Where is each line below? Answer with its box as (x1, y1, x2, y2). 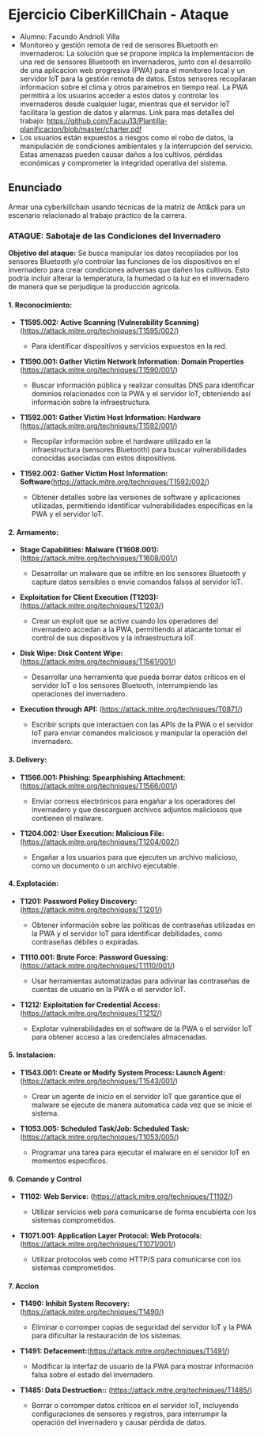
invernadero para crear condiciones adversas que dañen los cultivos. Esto (8, 265, 251, 275)
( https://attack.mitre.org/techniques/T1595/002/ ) (19, 326, 179, 336)
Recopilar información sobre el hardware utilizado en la (31, 437, 212, 446)
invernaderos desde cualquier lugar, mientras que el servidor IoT (19, 99, 231, 109)
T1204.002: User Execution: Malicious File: (19, 828, 164, 838)
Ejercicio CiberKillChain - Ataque (8, 6, 229, 24)
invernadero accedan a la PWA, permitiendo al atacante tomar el (31, 624, 242, 635)
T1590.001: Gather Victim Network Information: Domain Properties (19, 357, 244, 366)
